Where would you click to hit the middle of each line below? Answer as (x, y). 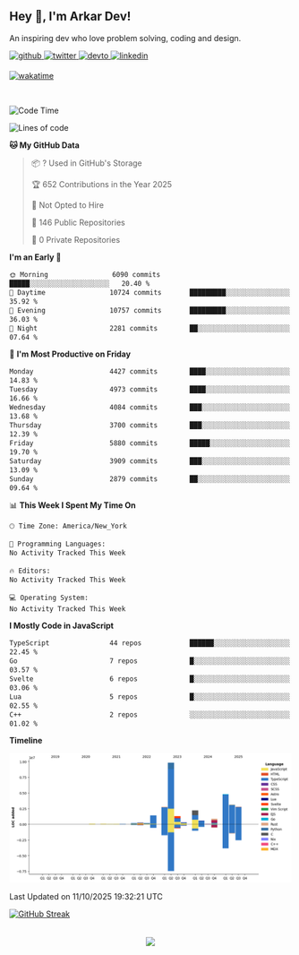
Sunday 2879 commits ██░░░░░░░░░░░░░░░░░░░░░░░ (150, 479)
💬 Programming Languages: (57, 544)
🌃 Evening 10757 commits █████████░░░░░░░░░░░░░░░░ (150, 310)
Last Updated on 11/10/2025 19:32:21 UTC (86, 897)
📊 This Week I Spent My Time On (73, 505)
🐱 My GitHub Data (45, 145)
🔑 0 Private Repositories (76, 239)
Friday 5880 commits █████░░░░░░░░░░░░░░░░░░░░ (150, 443)
